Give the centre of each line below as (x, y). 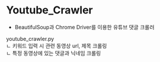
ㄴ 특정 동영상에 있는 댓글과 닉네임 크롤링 (54, 53)
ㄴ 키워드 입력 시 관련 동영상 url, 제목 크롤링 (57, 46)
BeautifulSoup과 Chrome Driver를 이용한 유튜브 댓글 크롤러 (84, 27)
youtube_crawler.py (30, 39)
